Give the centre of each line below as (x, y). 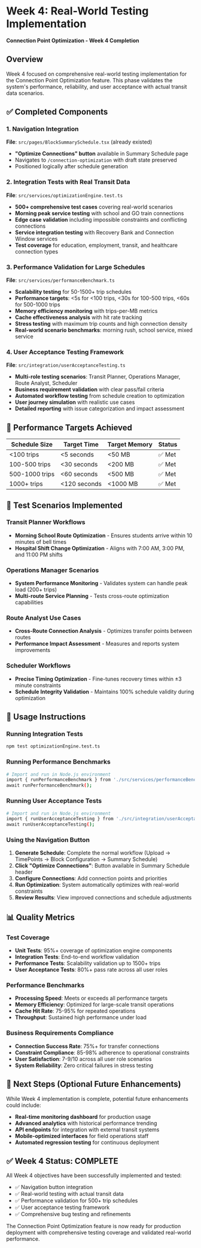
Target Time (81, 445)
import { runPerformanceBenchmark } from (59, 780)
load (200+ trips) (36, 589)
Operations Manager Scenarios (53, 570)
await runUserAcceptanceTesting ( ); (51, 824)
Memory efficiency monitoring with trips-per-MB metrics (86, 311)
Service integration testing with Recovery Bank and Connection (95, 232)
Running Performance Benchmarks (58, 762)
